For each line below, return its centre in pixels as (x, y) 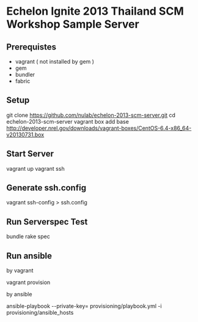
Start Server (30, 154)
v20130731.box (25, 134)
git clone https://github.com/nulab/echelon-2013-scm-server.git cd (91, 115)
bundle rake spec (28, 236)
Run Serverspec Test (47, 222)
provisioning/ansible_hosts (40, 313)
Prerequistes (31, 47)
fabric (23, 81)
